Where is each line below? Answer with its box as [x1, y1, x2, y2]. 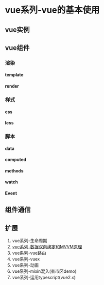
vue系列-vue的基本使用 [5, 4, 100, 16]
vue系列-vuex [12, 256, 40, 262]
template [5, 72, 24, 78]
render [5, 83, 19, 89]
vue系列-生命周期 [12, 238, 48, 244]
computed [5, 157, 27, 163]
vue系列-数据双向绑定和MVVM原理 [12, 244, 83, 250]
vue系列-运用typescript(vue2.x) [12, 275, 76, 281]
